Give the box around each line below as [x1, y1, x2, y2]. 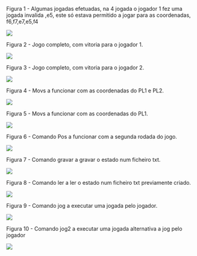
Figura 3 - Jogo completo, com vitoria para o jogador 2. [6, 64, 145, 71]
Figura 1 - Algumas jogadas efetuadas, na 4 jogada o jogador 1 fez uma [6, 5, 183, 12]
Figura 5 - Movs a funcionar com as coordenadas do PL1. [6, 110, 148, 117]
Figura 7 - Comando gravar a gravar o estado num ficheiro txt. [6, 156, 161, 163]
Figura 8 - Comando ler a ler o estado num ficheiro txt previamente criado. [6, 179, 192, 186]
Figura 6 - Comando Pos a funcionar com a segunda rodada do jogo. [6, 133, 178, 140]
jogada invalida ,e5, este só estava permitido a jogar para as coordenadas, [6, 11, 191, 19]
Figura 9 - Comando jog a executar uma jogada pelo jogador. [6, 202, 158, 209]
